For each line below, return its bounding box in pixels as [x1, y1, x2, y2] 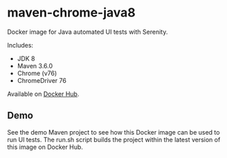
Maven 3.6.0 [17, 61, 53, 70]
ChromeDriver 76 [17, 76, 67, 84]
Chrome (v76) [17, 69, 57, 77]
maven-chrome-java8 [7, 5, 136, 21]
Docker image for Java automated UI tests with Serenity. [7, 28, 168, 36]
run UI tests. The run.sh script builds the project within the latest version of [7, 135, 221, 144]
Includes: [7, 41, 33, 49]
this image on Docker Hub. [7, 143, 83, 151]
